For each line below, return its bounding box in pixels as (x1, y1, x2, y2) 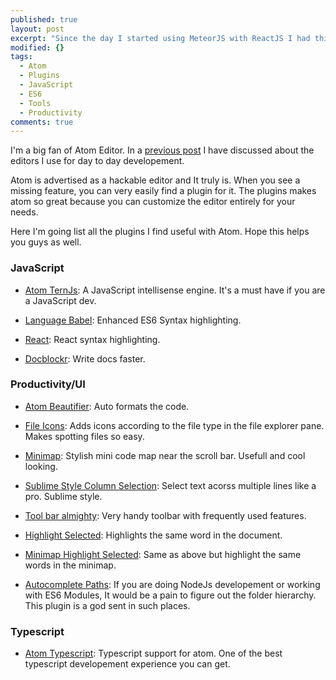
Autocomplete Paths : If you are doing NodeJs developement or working (24, 578, 321, 590)
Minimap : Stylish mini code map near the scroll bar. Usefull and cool (24, 449, 306, 461)
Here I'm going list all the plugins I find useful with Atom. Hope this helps (10, 226, 310, 238)
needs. (10, 206, 39, 218)
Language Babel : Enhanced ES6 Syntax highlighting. (24, 314, 242, 326)
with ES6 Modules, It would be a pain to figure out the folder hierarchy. (24, 589, 317, 601)
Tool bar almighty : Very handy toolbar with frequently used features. (24, 509, 307, 521)
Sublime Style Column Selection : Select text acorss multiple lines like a (24, 479, 317, 491)
